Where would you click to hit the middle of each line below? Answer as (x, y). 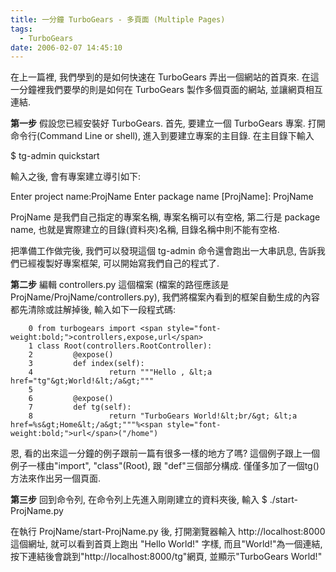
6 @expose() (71, 399)
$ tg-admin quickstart (55, 156)
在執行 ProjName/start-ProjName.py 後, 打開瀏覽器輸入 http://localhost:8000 (168, 532)
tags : (21, 29)
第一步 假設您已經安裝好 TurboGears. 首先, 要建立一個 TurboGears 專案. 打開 (168, 123)
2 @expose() (71, 355)
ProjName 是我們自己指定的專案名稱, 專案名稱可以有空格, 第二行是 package (165, 217)
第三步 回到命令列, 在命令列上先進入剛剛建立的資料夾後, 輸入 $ (139, 500)
